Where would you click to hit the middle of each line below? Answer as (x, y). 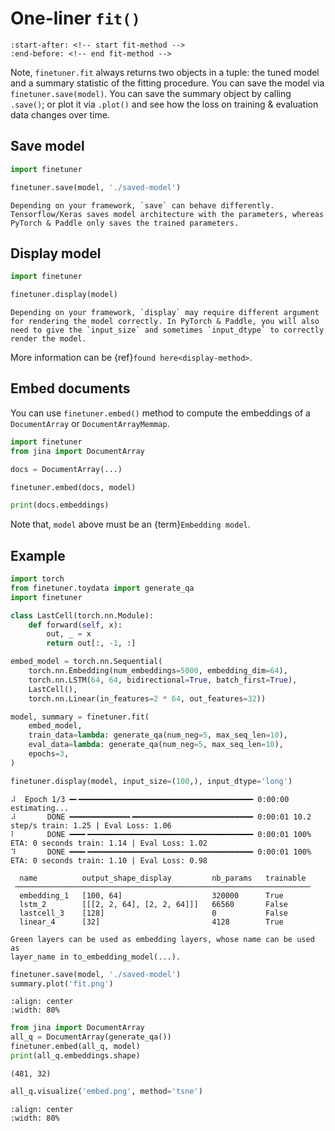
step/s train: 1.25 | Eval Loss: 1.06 (91, 825)
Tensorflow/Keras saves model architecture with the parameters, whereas (167, 214)
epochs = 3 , (49, 754)
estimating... (40, 808)
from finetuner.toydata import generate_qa (102, 588)
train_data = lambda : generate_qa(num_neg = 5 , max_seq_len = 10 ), (158, 735)
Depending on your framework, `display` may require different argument (165, 313)
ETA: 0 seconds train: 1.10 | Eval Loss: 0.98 (109, 860)
